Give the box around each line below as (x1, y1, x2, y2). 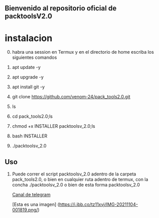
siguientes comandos (12, 54, 57, 60)
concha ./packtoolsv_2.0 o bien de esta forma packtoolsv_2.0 (12, 182, 140, 188)
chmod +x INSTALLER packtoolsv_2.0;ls (12, 123, 96, 129)
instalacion (5, 32, 53, 44)
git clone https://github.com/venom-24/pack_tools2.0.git (12, 94, 131, 100)
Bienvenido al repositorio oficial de (5, 4, 117, 13)
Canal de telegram (12, 192, 51, 198)
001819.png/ (12, 207, 38, 213)
